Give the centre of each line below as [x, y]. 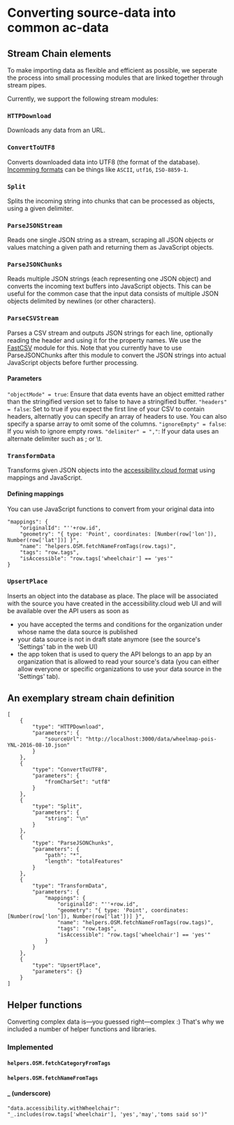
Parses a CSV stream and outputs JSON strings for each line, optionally [110, 333]
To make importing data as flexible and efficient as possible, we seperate [112, 70]
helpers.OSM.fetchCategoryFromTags [59, 1063]
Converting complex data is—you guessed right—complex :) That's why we [116, 1022]
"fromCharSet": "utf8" [78, 782]
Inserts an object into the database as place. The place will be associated [113, 596]
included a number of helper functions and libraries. [82, 1029]
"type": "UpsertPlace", [67, 965]
